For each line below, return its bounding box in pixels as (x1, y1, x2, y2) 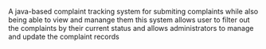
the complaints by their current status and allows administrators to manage (8, 24, 254, 32)
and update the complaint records (8, 32, 119, 41)
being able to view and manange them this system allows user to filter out (8, 15, 250, 24)
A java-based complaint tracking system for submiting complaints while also (8, 7, 259, 16)
